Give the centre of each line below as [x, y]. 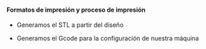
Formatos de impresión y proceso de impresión [76, 10]
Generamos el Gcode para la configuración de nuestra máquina [108, 39]
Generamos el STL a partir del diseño [70, 25]
